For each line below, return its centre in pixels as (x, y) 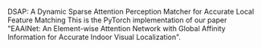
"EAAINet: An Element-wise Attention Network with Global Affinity (117, 28)
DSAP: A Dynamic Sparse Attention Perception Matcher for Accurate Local (131, 12)
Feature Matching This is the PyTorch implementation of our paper (117, 20)
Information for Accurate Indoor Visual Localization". (94, 37)
